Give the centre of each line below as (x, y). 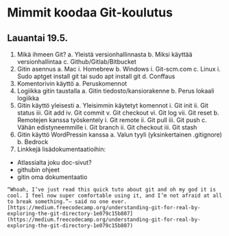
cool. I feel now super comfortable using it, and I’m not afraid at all (115, 196)
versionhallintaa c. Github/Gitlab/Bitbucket (77, 62)
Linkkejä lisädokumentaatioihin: (61, 149)
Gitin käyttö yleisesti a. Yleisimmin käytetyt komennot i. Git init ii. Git (113, 105)
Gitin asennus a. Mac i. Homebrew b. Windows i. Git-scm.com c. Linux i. (119, 69)
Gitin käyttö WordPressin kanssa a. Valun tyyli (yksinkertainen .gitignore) (120, 134)
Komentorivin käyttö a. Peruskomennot (72, 83)
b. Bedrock (33, 142)
